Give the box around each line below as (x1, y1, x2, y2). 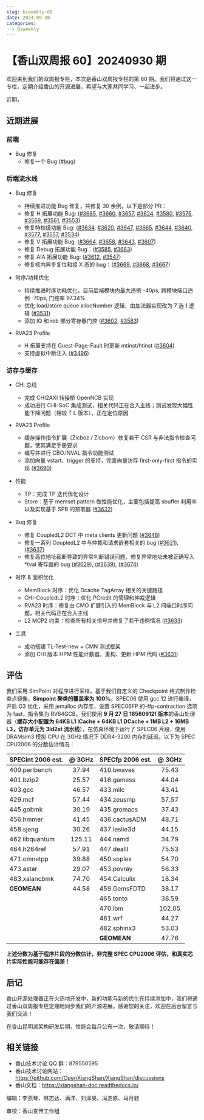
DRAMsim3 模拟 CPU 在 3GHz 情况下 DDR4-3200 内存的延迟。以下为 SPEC (6, 733, 195, 740)
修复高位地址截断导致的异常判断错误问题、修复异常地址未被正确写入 (24, 553, 195, 561)
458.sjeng (9, 825, 39, 834)
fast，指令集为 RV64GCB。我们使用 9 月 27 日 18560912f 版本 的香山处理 (13, 710, 195, 718)
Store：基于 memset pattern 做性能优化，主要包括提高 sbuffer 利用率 (24, 498, 197, 505)
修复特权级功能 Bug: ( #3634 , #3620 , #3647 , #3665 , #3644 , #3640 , (24, 224, 193, 231)
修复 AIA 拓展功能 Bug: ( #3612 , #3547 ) (24, 253, 121, 261)
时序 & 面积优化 (15, 573, 54, 581)
